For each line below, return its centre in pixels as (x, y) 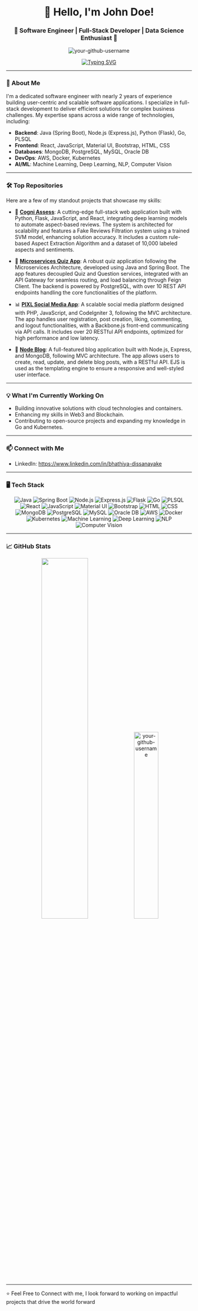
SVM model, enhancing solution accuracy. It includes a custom (91, 237)
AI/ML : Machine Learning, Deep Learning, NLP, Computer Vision (93, 164)
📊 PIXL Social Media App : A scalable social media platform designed (99, 305)
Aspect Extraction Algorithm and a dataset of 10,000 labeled (105, 243)
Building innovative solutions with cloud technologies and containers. (98, 408)
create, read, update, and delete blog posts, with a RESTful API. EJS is (100, 362)
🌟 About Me (23, 83)
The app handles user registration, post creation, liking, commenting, (98, 319)
